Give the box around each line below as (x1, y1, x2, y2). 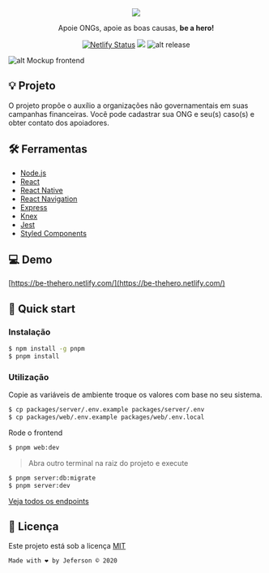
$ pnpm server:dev (8, 481, 70, 489)
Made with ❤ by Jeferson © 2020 (8, 557, 117, 565)
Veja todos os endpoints (8, 496, 89, 506)
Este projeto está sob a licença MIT (8, 541, 126, 551)
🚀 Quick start (8, 302, 75, 316)
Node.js (19, 168, 47, 178)
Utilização (8, 371, 49, 382)
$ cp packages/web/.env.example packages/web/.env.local (8, 413, 205, 421)
